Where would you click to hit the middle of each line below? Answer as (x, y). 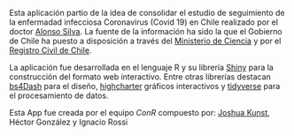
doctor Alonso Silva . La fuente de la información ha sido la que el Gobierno (146, 31)
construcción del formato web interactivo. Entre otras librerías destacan (140, 77)
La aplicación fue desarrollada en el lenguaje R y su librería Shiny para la (142, 67)
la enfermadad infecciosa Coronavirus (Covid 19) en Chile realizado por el (144, 22)
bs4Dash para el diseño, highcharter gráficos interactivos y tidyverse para (145, 86)
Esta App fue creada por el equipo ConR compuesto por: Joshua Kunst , (139, 113)
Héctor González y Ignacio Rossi (69, 122)
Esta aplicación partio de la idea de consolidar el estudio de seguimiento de (147, 13)
